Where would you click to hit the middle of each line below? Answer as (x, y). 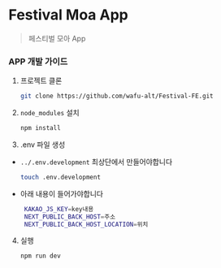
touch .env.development (61, 177)
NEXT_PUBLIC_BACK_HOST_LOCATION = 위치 (86, 224)
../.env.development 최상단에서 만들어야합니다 (96, 162)
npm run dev (40, 256)
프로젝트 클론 (41, 81)
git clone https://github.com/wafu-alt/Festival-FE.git (117, 96)
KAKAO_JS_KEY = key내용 (59, 209)
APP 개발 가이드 (38, 61)
